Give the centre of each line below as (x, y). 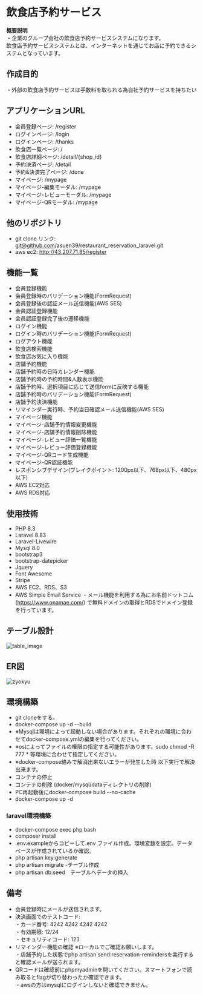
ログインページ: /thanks (44, 141)
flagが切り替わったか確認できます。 (80, 977)
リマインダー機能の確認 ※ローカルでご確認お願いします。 (86, 947)
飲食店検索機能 (34, 349)
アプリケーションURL (46, 111)
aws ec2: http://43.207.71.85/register (61, 252)
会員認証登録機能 (36, 311)
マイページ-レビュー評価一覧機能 (56, 440)
